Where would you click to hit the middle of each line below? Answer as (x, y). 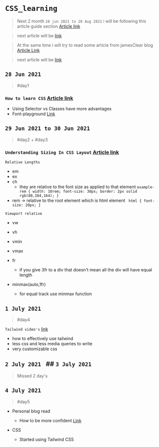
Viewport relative (24, 214)
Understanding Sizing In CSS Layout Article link (62, 152)
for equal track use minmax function (56, 294)
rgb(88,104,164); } (39, 196)
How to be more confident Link (50, 420)
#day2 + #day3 (32, 140)
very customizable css (35, 349)
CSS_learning (31, 9)
